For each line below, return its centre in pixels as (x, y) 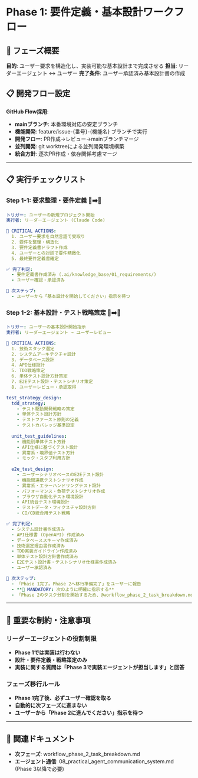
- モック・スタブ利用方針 (44, 458)
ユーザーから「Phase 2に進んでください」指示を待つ (79, 713)
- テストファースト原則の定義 (48, 420)
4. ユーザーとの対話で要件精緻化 (46, 253)
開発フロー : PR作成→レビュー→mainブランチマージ (77, 139)
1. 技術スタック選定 (33, 349)
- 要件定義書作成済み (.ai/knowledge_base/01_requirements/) (84, 275)
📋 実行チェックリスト (46, 180)
